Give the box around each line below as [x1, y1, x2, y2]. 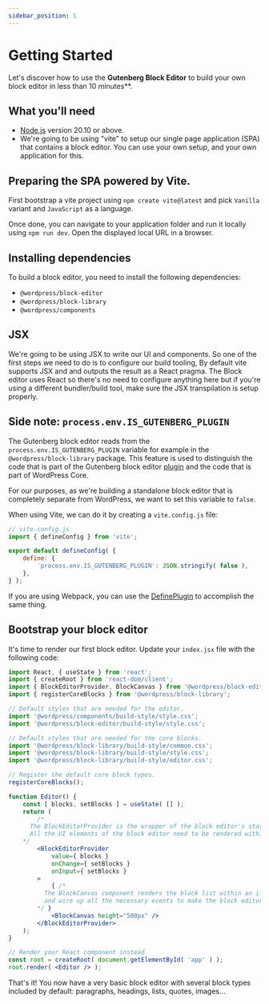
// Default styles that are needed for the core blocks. [8, 734, 203, 742]
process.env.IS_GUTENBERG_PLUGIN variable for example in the [8, 445, 210, 454]
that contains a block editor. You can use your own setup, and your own [19, 142, 257, 152]
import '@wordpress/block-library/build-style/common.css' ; [8, 742, 214, 750]
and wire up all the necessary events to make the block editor [43, 897, 263, 905]
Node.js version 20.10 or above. [19, 126, 124, 135]
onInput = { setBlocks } [50, 867, 127, 875]
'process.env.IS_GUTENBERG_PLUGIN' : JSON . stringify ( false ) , [37, 562, 249, 570]
